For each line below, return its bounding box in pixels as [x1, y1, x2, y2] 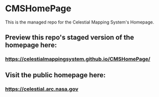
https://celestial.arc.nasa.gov [5, 85, 79, 92]
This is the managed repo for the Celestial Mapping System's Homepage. [5, 19, 155, 25]
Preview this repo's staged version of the [5, 33, 134, 42]
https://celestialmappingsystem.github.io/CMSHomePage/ [5, 56, 151, 63]
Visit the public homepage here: [5, 71, 106, 79]
